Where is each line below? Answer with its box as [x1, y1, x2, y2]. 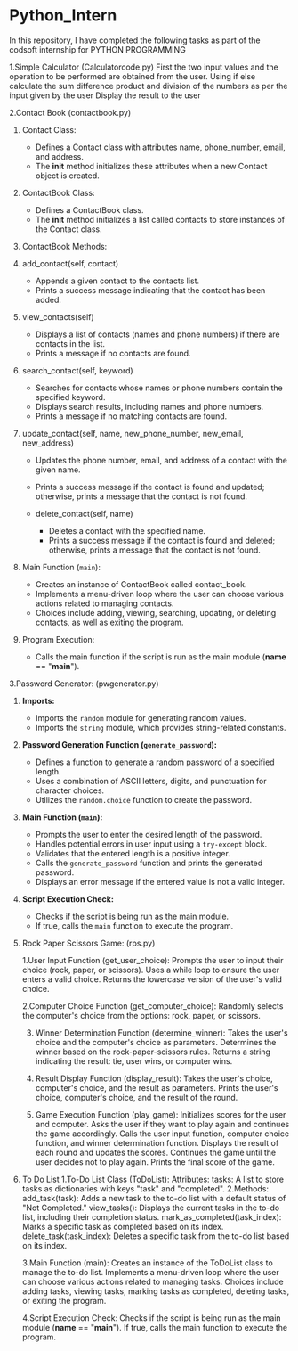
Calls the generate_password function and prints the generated [35, 857, 263, 868]
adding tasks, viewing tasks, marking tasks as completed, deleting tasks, [21, 1285, 290, 1297]
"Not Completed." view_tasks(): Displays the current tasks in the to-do [21, 1202, 280, 1213]
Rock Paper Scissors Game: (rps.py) [21, 938, 156, 948]
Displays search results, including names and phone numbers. [35, 401, 264, 412]
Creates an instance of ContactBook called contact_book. [35, 578, 247, 589]
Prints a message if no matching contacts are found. [35, 411, 228, 422]
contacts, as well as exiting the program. [35, 617, 184, 627]
